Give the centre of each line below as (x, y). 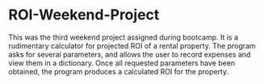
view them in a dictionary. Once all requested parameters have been (122, 63)
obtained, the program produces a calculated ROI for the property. (119, 71)
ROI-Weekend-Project (84, 15)
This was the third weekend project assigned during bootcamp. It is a (124, 37)
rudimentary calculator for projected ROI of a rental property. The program (132, 45)
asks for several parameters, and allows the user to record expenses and (130, 54)
